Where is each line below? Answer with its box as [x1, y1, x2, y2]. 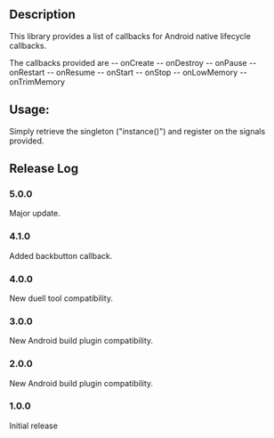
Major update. [9, 208, 60, 219]
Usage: [9, 102, 51, 118]
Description [9, 7, 76, 22]
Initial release [9, 420, 58, 431]
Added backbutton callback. [9, 250, 113, 261]
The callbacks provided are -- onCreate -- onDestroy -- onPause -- [9, 57, 257, 68]
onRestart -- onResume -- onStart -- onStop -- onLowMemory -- [9, 67, 247, 77]
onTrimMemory [9, 76, 65, 87]
